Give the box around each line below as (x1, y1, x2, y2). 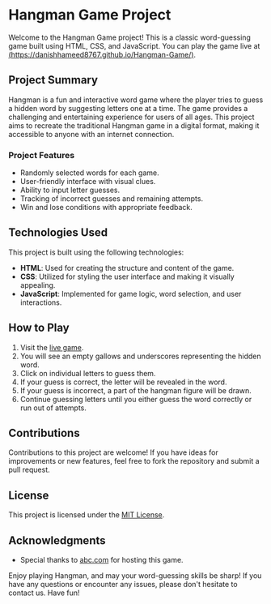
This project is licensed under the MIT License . (8, 510, 165, 520)
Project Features (8, 149, 75, 161)
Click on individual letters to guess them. (19, 368, 156, 378)
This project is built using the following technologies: (8, 247, 184, 257)
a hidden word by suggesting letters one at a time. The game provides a (8, 103, 248, 113)
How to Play (8, 321, 70, 335)
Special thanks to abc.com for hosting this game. (19, 555, 184, 565)
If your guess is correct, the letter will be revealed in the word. (19, 377, 227, 387)
